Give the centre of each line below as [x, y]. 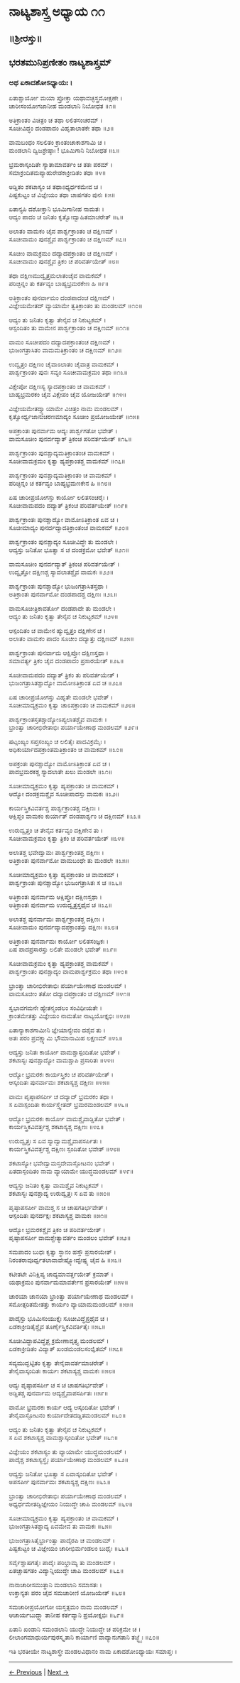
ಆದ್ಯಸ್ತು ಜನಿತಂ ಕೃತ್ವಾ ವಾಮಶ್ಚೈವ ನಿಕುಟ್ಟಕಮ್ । [56, 1185]
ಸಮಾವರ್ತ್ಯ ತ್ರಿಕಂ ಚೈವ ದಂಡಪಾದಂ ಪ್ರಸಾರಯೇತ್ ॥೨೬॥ [66, 661]
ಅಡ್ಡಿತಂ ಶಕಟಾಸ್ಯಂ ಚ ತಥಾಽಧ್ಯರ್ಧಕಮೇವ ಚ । [56, 187]
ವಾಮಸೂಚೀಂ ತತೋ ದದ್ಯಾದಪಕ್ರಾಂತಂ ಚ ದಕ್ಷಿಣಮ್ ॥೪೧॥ [70, 993]
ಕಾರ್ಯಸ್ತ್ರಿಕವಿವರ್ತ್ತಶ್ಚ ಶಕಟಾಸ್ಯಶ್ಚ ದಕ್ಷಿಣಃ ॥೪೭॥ [56, 1127]
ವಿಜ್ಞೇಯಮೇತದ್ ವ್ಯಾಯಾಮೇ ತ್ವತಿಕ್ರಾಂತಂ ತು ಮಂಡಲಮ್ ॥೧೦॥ [76, 306]
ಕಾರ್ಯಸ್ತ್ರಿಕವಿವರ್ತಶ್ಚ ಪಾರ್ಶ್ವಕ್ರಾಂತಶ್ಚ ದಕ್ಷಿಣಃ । [54, 808]
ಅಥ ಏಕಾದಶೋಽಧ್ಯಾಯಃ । [41, 82]
